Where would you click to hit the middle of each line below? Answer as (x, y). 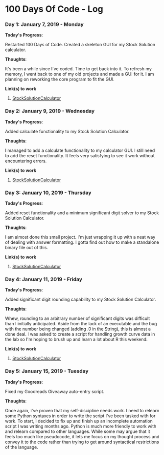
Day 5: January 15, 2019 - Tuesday (47, 371)
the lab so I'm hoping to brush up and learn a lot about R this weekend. (76, 340)
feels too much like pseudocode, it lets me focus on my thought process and (82, 436)
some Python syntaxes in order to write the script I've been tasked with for (80, 416)
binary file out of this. (26, 248)
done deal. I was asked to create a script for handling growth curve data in (80, 334)
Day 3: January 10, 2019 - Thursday (48, 193)
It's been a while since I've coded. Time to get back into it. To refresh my (78, 69)
